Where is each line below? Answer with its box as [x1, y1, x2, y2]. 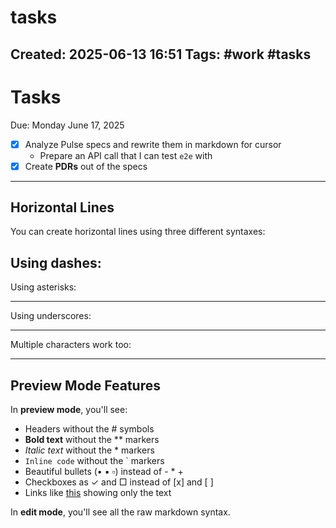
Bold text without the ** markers [24, 434, 160, 446]
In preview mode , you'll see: [10, 404, 128, 416]
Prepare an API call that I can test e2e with [39, 149, 213, 161]
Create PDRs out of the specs [24, 160, 148, 172]
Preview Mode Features [10, 377, 161, 394]
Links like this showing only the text [24, 487, 172, 499]
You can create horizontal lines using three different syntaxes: [10, 226, 266, 238]
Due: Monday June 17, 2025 [10, 119, 125, 131]
